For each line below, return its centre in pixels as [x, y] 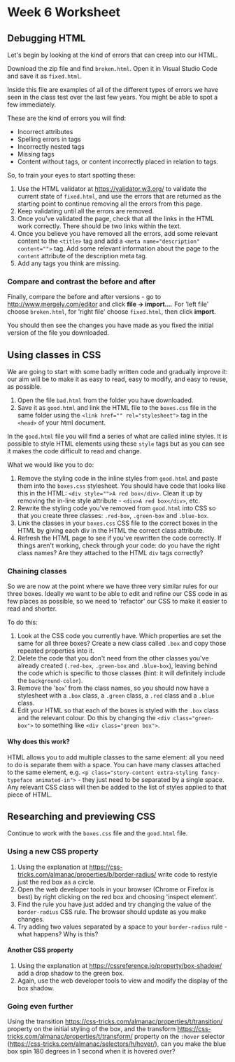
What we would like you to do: [51, 465]
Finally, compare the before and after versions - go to [84, 297]
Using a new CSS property [53, 851]
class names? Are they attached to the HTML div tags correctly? [110, 553]
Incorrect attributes [45, 132]
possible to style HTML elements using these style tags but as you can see [116, 444]
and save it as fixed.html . [45, 76]
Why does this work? [38, 742]
